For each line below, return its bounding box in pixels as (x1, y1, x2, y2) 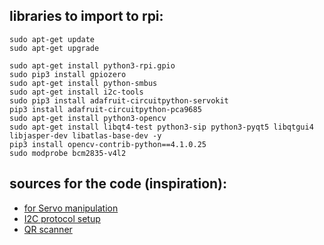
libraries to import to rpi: (9, 8, 164, 25)
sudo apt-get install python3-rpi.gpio (9, 60, 176, 71)
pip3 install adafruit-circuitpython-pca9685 (9, 104, 202, 114)
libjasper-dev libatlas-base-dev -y (9, 130, 162, 141)
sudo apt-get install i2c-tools (9, 87, 144, 97)
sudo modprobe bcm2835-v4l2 (9, 148, 127, 158)
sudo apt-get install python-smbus (9, 78, 158, 88)
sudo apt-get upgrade (9, 43, 100, 53)
